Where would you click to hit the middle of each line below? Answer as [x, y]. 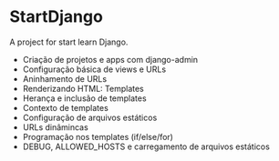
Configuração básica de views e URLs [94, 69]
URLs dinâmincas [55, 127]
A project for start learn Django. [69, 42]
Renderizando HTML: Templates [83, 88]
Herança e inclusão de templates [85, 98]
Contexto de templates [66, 107]
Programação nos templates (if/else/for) [98, 136]
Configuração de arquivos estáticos [90, 117]
